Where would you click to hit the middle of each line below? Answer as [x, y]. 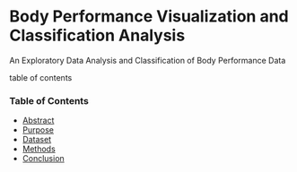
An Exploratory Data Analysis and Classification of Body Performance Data [148, 60]
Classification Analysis [97, 35]
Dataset [37, 140]
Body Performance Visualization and [149, 17]
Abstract [38, 120]
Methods [39, 149]
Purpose [38, 130]
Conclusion [43, 159]
